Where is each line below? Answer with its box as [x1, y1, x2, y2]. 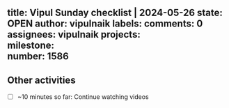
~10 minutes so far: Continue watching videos [17, 93, 149, 101]
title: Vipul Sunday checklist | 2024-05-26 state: [7, 7, 223, 19]
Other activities [7, 74, 76, 86]
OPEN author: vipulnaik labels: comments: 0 [7, 18, 203, 30]
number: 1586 [7, 50, 70, 63]
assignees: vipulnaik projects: [7, 29, 141, 40]
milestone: [7, 40, 54, 52]
